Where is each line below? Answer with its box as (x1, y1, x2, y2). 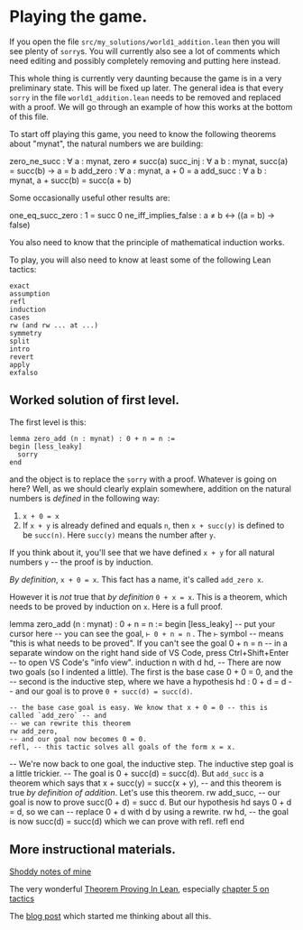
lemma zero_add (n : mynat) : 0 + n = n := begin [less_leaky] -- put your (9, 618, 276, 629)
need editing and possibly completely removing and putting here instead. (9, 55, 281, 66)
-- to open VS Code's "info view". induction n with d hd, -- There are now (9, 657, 282, 668)
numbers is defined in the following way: (9, 493, 161, 503)
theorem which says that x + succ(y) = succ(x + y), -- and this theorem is (9, 778, 282, 788)
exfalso (9, 368, 39, 377)
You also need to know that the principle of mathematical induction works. (9, 236, 286, 247)
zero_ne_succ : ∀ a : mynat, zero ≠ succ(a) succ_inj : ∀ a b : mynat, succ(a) (9, 155, 289, 166)
